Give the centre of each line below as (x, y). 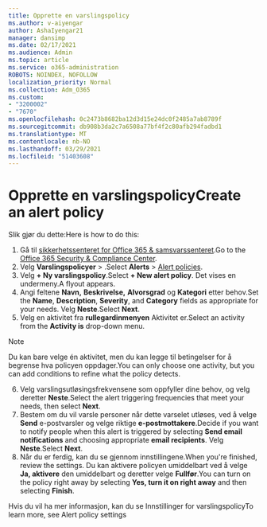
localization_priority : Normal (60, 82)
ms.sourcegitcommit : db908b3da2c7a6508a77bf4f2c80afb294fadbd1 (115, 127)
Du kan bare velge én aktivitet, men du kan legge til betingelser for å (120, 357)
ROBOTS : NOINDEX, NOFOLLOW (53, 75)
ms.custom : (26, 97)
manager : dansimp (37, 38)
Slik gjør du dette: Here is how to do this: (74, 235)
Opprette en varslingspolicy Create (125, 195)
